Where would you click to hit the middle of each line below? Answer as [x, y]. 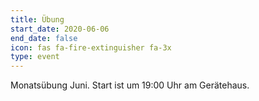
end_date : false [44, 38]
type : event [35, 57]
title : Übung [37, 19]
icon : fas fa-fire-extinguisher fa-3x [91, 47]
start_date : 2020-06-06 [60, 29]
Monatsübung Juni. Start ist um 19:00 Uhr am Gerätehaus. [130, 85]
